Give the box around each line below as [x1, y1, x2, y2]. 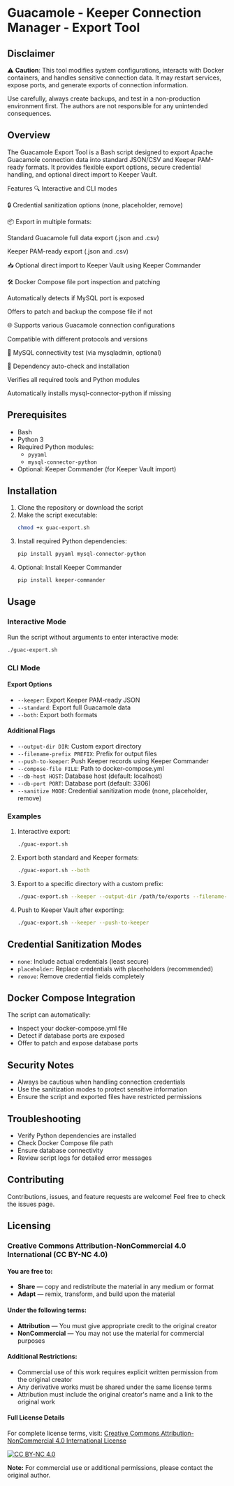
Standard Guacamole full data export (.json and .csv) [7, 233, 159, 242]
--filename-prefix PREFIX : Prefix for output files [17, 749, 157, 758]
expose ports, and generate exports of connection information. [7, 81, 189, 89]
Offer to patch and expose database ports [17, 1039, 138, 1047]
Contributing [7, 1174, 64, 1186]
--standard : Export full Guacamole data [17, 703, 131, 712]
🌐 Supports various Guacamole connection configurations [7, 321, 175, 329]
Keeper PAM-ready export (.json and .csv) [7, 247, 129, 256]
